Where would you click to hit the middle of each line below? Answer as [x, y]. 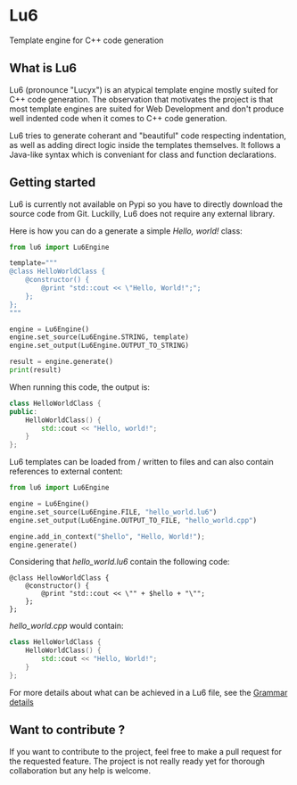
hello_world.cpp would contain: [66, 626]
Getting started [53, 182]
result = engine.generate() [62, 362]
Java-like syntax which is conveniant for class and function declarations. [143, 154]
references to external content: [66, 471]
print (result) [36, 370]
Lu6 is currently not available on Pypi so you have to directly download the [146, 204]
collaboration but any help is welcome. [80, 770]
